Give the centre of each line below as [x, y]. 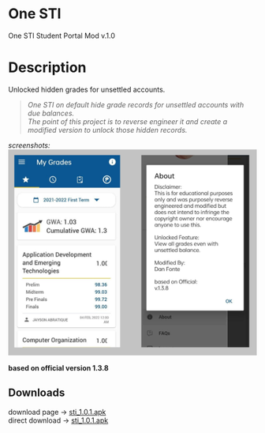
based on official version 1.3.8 [58, 367]
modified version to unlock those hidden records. [107, 130]
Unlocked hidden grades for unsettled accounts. [87, 89]
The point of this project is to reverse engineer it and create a [127, 121]
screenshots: [29, 145]
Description [47, 68]
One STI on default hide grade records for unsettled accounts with [136, 104]
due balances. [51, 113]
